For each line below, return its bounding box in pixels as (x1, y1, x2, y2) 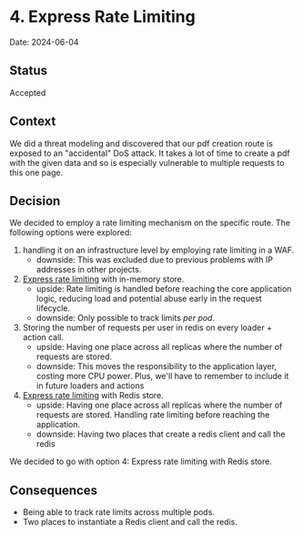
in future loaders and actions (35, 380, 145, 391)
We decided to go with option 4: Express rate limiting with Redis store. (9, 456, 273, 467)
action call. (22, 332, 65, 343)
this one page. (9, 167, 64, 178)
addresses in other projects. (35, 264, 142, 275)
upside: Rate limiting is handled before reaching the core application (35, 283, 292, 294)
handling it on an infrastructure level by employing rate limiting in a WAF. (22, 244, 295, 256)
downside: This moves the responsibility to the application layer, (35, 361, 278, 372)
